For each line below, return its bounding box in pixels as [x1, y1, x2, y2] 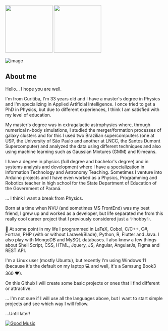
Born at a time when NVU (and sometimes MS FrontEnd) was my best [5, 205, 150, 211]
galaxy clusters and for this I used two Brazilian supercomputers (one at [5, 132, 155, 138]
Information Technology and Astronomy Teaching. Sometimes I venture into [5, 169, 162, 175]
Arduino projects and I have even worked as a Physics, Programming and [5, 174, 157, 180]
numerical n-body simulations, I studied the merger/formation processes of [5, 127, 161, 133]
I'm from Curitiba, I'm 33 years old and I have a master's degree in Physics [5, 95, 160, 101]
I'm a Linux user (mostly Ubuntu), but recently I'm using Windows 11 [5, 257, 146, 263]
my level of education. [5, 112, 51, 118]
